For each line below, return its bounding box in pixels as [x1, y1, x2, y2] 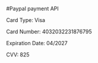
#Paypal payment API [6, 5, 59, 12]
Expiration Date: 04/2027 [6, 40, 68, 46]
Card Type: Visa [6, 17, 46, 23]
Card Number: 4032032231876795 [6, 28, 92, 35]
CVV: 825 [6, 51, 30, 58]
